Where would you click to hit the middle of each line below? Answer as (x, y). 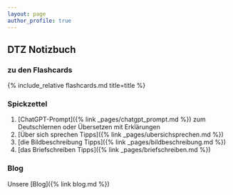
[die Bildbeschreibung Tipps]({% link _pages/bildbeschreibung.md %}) (122, 142)
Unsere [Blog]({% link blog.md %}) (59, 184)
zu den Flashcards (40, 70)
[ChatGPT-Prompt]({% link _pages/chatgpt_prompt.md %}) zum (112, 119)
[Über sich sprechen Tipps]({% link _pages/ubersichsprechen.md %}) (121, 135)
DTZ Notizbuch (42, 50)
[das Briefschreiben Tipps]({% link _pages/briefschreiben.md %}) (114, 150)
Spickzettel (27, 104)
